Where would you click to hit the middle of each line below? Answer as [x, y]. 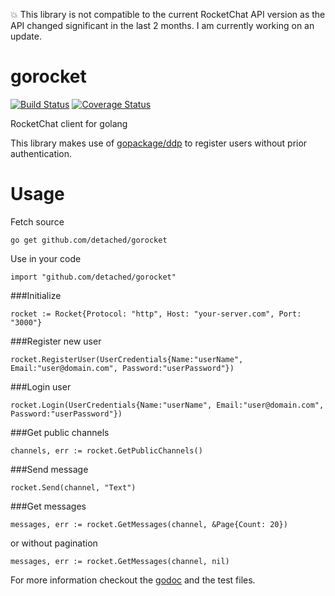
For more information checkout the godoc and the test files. [133, 580]
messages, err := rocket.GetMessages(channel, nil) [120, 561]
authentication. [41, 153]
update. [26, 36]
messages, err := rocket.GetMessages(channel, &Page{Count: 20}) [149, 524]
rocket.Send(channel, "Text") [73, 487]
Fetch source [37, 221]
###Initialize [36, 295]
